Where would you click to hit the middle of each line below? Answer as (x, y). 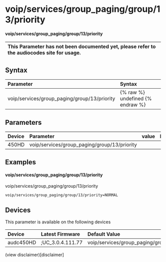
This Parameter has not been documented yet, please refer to (82, 47)
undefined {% (136, 99)
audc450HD (22, 243)
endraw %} (133, 105)
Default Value (104, 234)
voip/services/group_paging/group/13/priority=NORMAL (62, 195)
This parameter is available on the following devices (58, 222)
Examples (21, 162)
